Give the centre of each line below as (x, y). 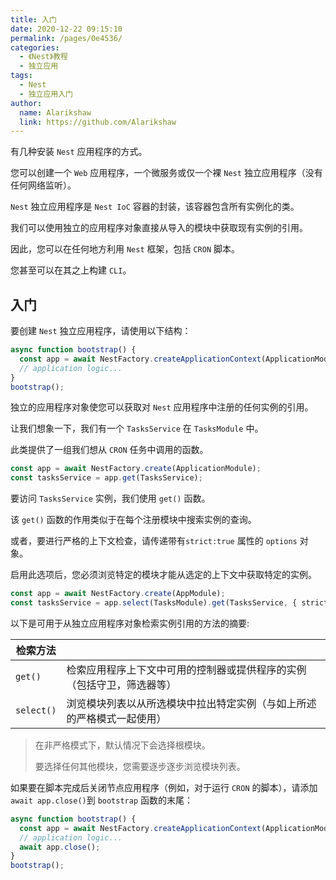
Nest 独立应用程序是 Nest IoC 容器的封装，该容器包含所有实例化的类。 (155, 207)
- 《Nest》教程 (43, 57)
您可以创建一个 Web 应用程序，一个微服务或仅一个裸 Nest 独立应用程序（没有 (166, 173)
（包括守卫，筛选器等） (121, 684)
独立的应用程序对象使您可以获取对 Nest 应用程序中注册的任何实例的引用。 (162, 407)
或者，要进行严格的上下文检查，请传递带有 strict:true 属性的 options (154, 541)
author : (26, 103)
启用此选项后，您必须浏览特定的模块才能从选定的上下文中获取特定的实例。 (163, 575)
